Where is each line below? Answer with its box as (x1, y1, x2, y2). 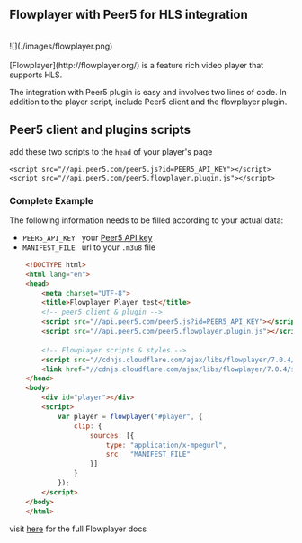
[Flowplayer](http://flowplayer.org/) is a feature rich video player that (9, 59, 264, 70)
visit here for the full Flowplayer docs (9, 523, 147, 534)
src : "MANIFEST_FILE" (105, 450, 191, 459)
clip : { (73, 422, 102, 431)
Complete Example (9, 194, 94, 207)
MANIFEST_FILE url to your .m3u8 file (22, 242, 155, 253)
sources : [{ (89, 431, 135, 440)
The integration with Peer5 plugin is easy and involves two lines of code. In (9, 86, 287, 97)
